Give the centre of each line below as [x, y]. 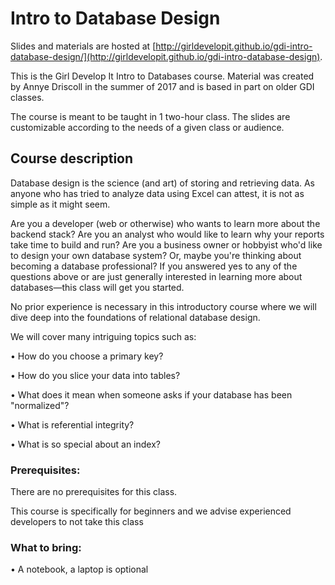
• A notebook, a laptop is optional [79, 569]
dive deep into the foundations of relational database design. [135, 317]
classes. [27, 97]
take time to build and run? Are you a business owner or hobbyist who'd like [166, 244]
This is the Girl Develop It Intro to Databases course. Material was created [162, 76]
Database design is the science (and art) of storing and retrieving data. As [163, 183]
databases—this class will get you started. [97, 287]
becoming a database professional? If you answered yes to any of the [154, 266]
